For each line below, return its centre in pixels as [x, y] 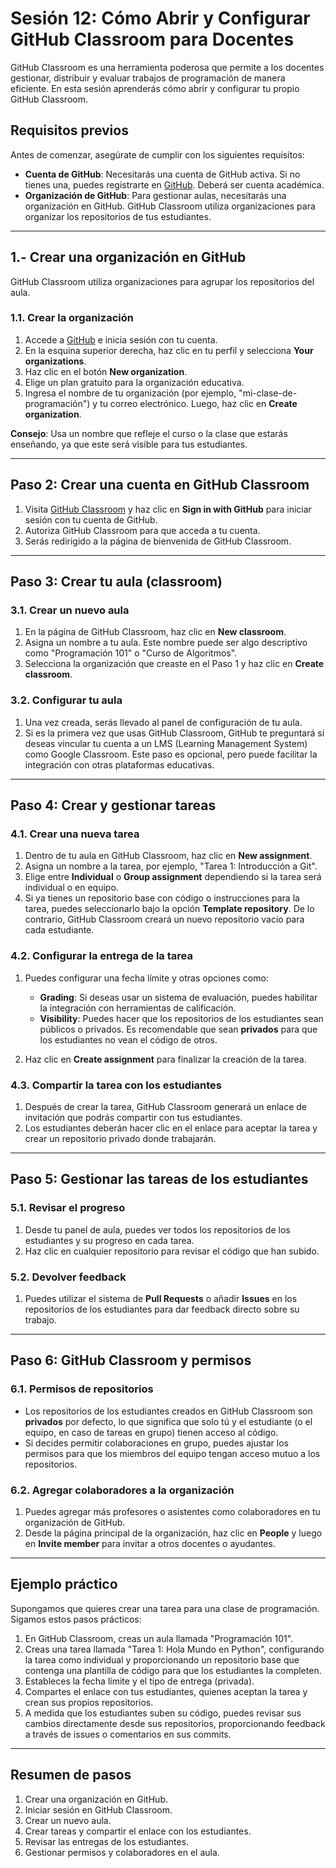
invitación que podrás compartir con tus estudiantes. [133, 1117]
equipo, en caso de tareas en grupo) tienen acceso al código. [151, 1432]
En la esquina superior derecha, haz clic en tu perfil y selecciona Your [169, 350]
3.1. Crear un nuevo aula [70, 610]
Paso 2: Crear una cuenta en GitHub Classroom [160, 485]
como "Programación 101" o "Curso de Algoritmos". [131, 653]
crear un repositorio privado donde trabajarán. [120, 1138]
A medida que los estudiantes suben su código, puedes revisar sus [163, 1713]
